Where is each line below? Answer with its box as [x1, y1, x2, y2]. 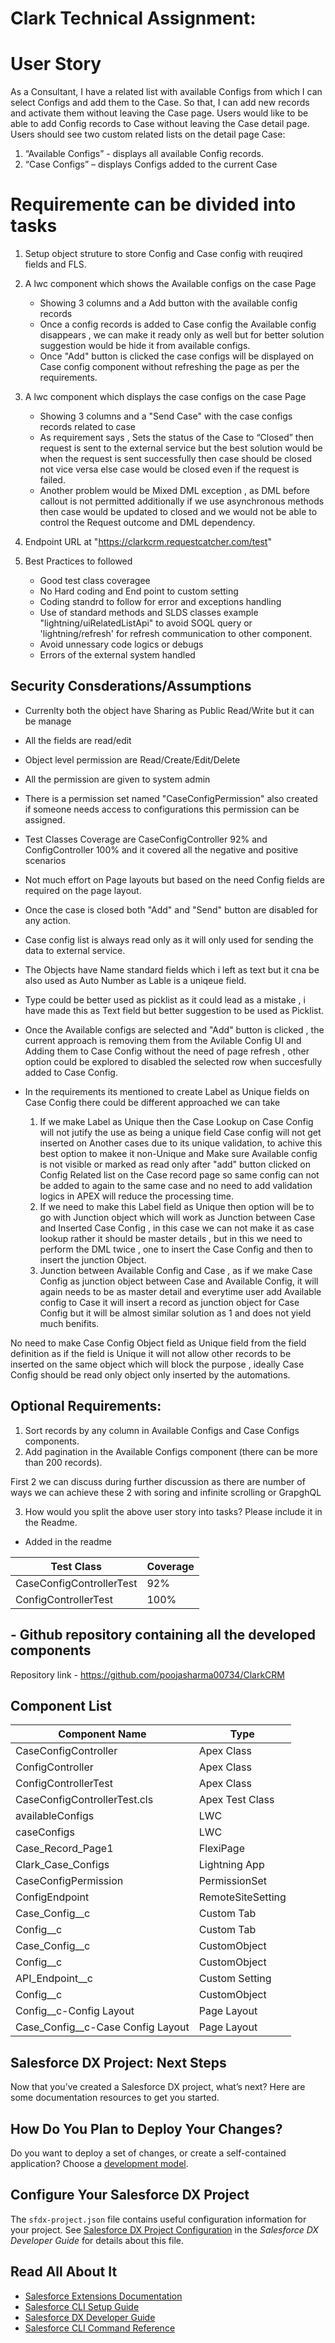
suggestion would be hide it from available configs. [39, 340, 251, 352]
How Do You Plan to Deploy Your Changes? [10, 2120, 283, 2137]
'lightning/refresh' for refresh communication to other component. [39, 628, 313, 640]
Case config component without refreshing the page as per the [39, 361, 300, 373]
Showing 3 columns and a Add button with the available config [39, 297, 298, 309]
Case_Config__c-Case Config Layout [15, 2020, 190, 2034]
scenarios [24, 854, 67, 866]
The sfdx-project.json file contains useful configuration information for [10, 2213, 307, 2225]
